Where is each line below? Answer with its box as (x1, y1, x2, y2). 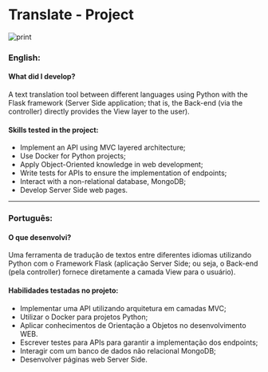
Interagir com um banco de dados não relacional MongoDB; (19, 346, 217, 355)
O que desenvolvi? (8, 232, 72, 242)
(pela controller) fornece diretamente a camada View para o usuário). (8, 267, 236, 277)
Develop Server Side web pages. (19, 186, 128, 195)
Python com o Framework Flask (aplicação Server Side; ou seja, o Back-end (8, 258, 258, 269)
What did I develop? (8, 72, 76, 82)
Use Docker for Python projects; (19, 151, 126, 161)
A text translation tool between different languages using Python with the (8, 90, 249, 99)
